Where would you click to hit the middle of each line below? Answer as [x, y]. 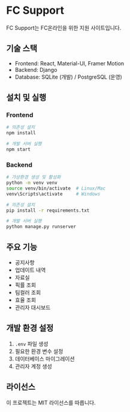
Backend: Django [36, 70]
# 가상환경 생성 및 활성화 [34, 178]
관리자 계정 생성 [33, 366]
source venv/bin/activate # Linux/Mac [56, 188]
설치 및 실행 [26, 97]
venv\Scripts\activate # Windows [53, 194]
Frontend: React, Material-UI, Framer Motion [69, 63]
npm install [21, 133]
